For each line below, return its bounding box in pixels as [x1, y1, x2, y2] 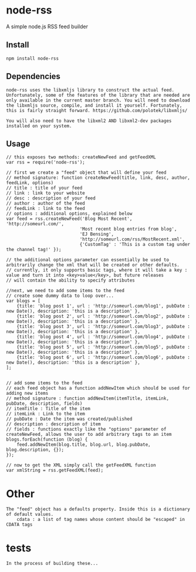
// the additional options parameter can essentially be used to [6, 257, 169, 263]
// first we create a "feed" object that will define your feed [6, 170, 167, 176]
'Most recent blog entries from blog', [79, 226, 177, 232]
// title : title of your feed [6, 185, 83, 191]
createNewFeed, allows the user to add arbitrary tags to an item [6, 432, 172, 438]
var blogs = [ [6, 298, 41, 304]
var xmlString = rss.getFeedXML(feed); [6, 468, 104, 473]
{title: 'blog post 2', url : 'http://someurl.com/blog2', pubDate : [16, 313, 191, 320]
